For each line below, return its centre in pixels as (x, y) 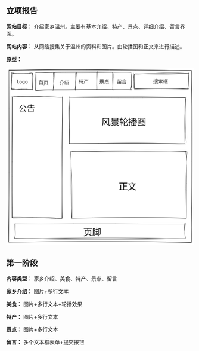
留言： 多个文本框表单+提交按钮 (45, 342)
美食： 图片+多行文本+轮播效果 (44, 304)
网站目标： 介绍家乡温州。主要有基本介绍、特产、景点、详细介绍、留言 (93, 26)
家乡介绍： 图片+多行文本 (38, 291)
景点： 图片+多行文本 (32, 329)
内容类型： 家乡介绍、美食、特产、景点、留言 (62, 278)
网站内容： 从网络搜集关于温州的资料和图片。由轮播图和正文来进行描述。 (96, 46)
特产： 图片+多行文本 (32, 316)
